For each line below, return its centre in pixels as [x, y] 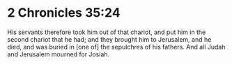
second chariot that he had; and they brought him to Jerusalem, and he [109, 39]
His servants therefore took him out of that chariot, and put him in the [107, 32]
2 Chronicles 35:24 [64, 13]
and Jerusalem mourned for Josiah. [59, 54]
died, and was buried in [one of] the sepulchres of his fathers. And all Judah [116, 47]
